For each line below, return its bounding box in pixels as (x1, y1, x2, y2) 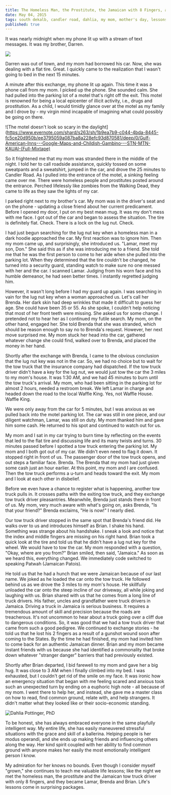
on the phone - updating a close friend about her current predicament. (5, 203, 153, 210)
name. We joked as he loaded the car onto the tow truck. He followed (5, 576, 150, 582)
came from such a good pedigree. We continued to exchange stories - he (5, 625, 159, 631)
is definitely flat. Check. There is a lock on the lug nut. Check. (5, 220, 134, 226)
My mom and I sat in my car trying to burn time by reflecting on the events (5, 433, 161, 439)
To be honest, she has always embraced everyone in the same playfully (5, 720, 156, 726)
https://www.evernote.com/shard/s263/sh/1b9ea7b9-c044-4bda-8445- (7, 129, 159, 135)
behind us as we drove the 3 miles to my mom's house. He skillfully (5, 581, 147, 588)
